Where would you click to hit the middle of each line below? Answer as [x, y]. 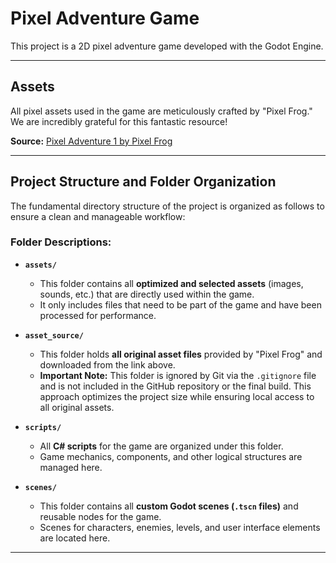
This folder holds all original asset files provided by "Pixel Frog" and [181, 354]
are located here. [75, 538]
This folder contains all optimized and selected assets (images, [171, 283]
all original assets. [77, 407]
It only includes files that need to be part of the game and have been [180, 304]
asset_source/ [54, 335]
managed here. [71, 467]
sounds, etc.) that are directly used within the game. [147, 294]
